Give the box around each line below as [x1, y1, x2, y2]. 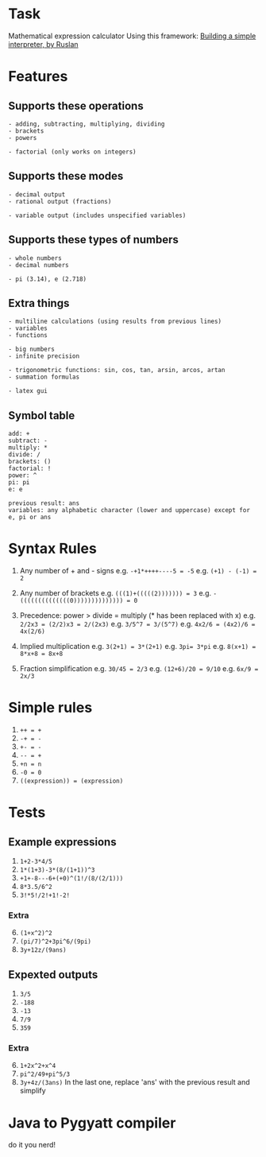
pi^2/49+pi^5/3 [19, 1070, 71, 1078]
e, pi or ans [8, 514, 52, 522]
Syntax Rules [8, 540, 97, 557]
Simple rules [8, 699, 93, 716]
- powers [8, 134, 37, 142]
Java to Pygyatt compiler [8, 1114, 176, 1132]
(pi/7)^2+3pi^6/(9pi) [19, 938, 91, 946]
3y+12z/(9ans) [19, 946, 67, 954]
